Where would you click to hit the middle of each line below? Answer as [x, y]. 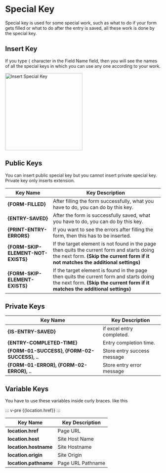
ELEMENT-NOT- [28, 253]
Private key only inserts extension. [40, 180]
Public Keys [24, 164]
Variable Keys [27, 389]
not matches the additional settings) [97, 262]
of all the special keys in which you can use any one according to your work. [83, 66]
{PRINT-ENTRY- [27, 230]
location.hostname [30, 447]
